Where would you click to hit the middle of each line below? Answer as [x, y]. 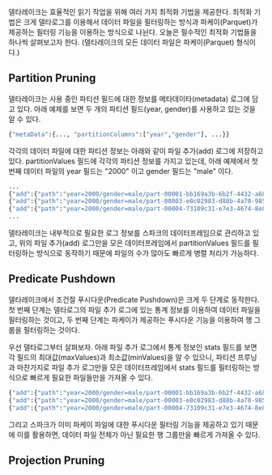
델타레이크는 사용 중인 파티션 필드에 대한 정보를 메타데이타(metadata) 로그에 [130, 99]
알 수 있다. [25, 119]
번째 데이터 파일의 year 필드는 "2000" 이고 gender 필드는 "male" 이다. [121, 171]
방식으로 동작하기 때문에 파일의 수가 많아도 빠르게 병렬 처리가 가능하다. [147, 253]
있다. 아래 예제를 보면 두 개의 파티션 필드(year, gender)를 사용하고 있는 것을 [136, 108]
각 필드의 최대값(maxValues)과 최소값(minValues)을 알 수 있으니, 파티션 [122, 357]
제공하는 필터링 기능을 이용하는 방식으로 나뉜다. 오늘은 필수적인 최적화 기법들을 [133, 32]
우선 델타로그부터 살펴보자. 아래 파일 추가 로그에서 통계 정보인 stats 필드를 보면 [133, 347]
